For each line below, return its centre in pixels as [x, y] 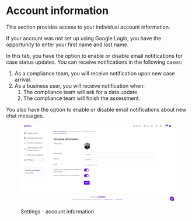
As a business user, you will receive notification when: [79, 85]
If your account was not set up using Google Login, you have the [84, 38]
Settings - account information [57, 211]
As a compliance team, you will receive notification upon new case [95, 73]
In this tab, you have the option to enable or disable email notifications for [94, 56]
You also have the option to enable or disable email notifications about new [96, 109]
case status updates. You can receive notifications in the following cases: [94, 62]
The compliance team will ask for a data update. [81, 92]
